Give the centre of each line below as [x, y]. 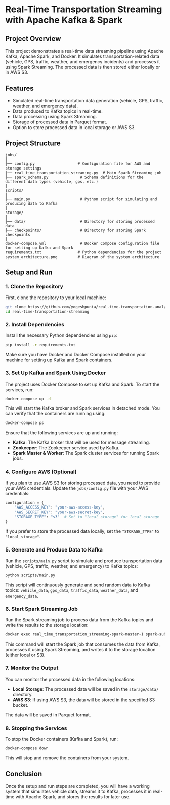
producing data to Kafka [31, 203]
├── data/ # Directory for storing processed [80, 221]
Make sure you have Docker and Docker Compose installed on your [76, 355]
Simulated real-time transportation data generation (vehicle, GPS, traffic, [88, 100]
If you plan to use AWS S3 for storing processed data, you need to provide [83, 483]
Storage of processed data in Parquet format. [60, 122]
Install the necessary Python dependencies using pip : [61, 335]
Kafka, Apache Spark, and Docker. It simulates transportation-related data [82, 56]
